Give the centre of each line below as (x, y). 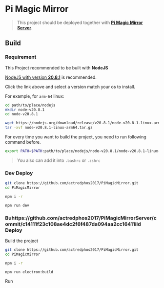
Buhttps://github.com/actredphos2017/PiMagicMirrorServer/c (81, 218)
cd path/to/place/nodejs (30, 105)
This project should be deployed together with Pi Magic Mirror (80, 22)
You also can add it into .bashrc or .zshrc (59, 160)
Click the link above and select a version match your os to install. (70, 87)
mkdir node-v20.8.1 (25, 110)
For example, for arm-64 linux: (35, 96)
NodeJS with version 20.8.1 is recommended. (51, 77)
